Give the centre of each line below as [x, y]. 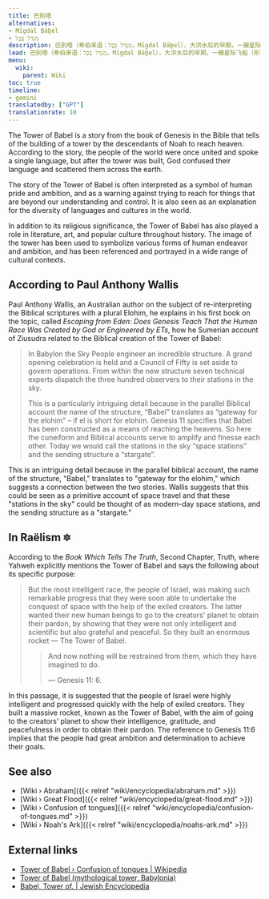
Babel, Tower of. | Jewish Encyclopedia [84, 886]
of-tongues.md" [46, 817]
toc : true [25, 82]
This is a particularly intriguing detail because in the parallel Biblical [139, 403]
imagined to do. [74, 664]
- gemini [23, 98]
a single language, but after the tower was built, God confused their [120, 161]
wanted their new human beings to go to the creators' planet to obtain [143, 615]
